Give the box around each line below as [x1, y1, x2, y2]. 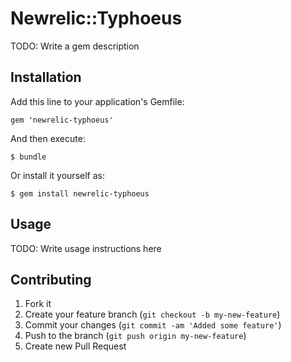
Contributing [10, 271, 92, 288]
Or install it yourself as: [10, 169, 105, 181]
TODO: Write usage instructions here [10, 242, 162, 254]
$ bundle [10, 152, 47, 162]
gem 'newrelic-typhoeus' [10, 115, 114, 125]
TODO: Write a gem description [10, 40, 140, 52]
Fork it [24, 298, 52, 310]
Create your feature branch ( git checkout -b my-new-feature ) [24, 308, 281, 321]
